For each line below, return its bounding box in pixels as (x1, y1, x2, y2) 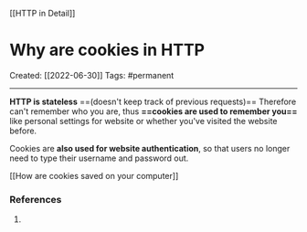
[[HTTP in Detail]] (9, 8, 76, 18)
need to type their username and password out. (9, 153, 189, 163)
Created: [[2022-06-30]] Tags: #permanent (9, 69, 175, 80)
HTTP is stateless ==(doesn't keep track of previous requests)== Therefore (9, 96, 297, 107)
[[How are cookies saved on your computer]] (9, 170, 179, 181)
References (9, 193, 62, 206)
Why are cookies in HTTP (9, 40, 206, 60)
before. (9, 125, 37, 136)
